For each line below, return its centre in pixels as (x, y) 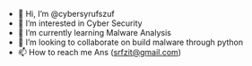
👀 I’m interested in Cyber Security (80, 23)
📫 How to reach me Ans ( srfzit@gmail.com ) (100, 52)
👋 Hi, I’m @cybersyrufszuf (66, 14)
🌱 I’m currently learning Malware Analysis (95, 33)
